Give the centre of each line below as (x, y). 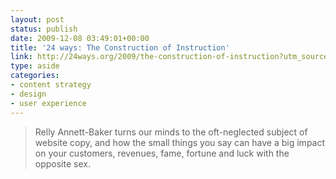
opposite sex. (62, 163)
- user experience (48, 103)
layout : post (37, 19)
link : (21, 57)
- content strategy (51, 85)
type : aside (35, 66)
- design (28, 94)
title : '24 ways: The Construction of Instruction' (120, 47)
